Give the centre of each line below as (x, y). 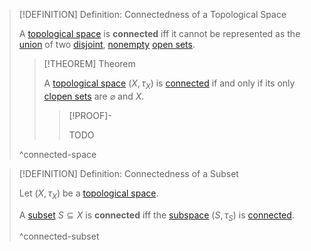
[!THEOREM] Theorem (89, 63)
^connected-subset (59, 236)
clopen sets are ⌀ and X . (94, 96)
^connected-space (57, 154)
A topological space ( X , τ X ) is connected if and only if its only (169, 84)
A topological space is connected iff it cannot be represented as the (159, 33)
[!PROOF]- (90, 115)
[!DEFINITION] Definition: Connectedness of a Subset (128, 173)
